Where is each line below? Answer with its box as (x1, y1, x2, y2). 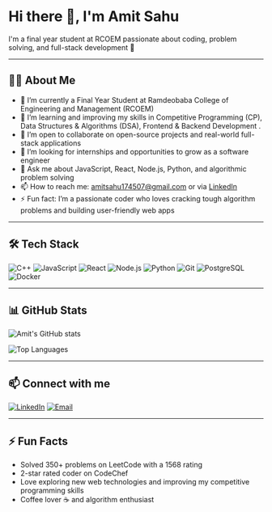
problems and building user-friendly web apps (19, 205, 176, 215)
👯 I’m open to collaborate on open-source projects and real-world (19, 129, 240, 139)
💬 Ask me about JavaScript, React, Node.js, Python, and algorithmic (19, 163, 247, 173)
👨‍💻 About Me (8, 74, 76, 87)
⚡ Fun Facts (8, 434, 69, 448)
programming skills (19, 485, 84, 495)
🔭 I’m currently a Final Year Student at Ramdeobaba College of (19, 95, 229, 104)
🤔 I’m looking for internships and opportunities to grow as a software (19, 146, 249, 156)
